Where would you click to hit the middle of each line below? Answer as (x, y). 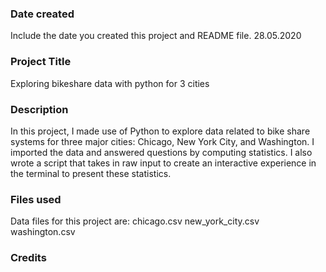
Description (39, 109)
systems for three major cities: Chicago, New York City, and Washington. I (162, 141)
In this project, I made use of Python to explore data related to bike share (160, 131)
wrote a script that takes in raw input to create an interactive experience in (163, 163)
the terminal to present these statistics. (91, 173)
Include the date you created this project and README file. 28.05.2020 (156, 36)
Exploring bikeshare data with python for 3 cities (110, 83)
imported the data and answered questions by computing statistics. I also (161, 152)
